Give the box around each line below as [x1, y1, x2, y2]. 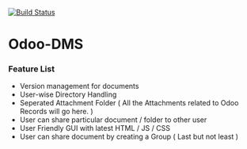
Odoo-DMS [8, 36, 84, 53]
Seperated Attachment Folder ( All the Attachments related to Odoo [19, 98, 239, 108]
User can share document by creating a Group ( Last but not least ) [19, 132, 239, 142]
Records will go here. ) [19, 107, 93, 117]
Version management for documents [19, 82, 139, 91]
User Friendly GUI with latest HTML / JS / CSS [19, 124, 170, 133]
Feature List [8, 63, 55, 74]
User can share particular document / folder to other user [19, 115, 207, 124]
